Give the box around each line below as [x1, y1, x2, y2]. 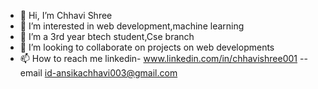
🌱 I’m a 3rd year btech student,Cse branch [19, 31, 195, 42]
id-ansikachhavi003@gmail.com [44, 67, 178, 79]
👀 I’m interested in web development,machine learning [19, 20, 245, 32]
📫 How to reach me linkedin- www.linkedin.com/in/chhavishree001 [19, 53, 298, 64]
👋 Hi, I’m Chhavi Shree [19, 10, 113, 21]
